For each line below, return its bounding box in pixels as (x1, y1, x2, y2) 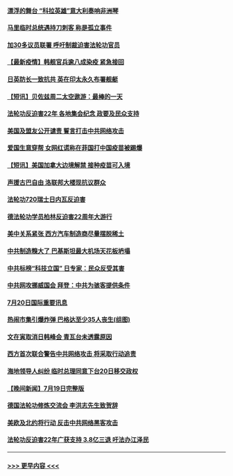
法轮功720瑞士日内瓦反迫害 (7, 195, 86, 204)
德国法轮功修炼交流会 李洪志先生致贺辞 (7, 401, 119, 409)
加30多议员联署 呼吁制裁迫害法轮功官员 (7, 40, 120, 49)
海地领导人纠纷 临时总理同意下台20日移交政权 (7, 367, 139, 375)
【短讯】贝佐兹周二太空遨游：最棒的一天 (7, 92, 123, 101)
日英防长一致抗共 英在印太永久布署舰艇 (7, 75, 119, 83)
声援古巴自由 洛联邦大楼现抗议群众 (7, 178, 106, 187)
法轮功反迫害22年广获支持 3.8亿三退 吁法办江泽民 (7, 436, 149, 444)
